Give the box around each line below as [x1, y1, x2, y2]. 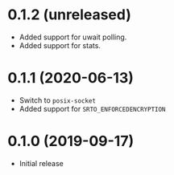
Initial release [19, 158, 64, 168]
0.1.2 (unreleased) [7, 6, 132, 24]
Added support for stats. [19, 40, 101, 50]
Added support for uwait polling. [19, 32, 127, 42]
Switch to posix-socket [19, 95, 96, 105]
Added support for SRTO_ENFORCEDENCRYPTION [19, 104, 166, 113]
